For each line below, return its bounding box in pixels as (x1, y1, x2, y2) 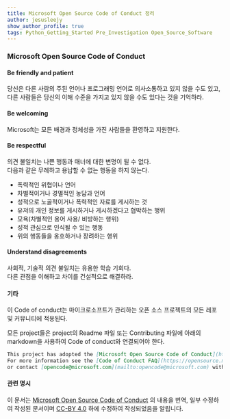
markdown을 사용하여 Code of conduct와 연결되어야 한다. (7, 338, 165, 346)
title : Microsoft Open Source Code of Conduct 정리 (7, 10, 155, 17)
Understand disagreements (7, 247, 88, 256)
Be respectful (7, 141, 47, 150)
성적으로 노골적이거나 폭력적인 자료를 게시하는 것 (16, 198, 147, 206)
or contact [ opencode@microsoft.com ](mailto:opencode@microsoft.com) (7, 364, 210, 370)
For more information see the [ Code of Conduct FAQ (7, 357, 157, 364)
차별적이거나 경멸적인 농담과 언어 (16, 189, 105, 197)
